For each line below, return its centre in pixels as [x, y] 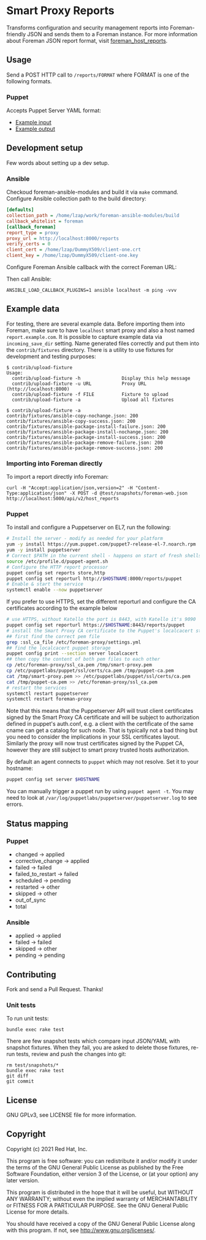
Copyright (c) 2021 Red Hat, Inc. [47, 1149]
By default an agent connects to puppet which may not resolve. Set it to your [103, 762]
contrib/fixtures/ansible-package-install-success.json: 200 [86, 437]
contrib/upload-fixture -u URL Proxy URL [79, 384]
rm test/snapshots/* [33, 1065]
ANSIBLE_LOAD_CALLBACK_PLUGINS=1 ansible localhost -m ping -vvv [91, 291]
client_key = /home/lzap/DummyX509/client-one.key [72, 256]
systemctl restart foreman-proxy [49, 699]
